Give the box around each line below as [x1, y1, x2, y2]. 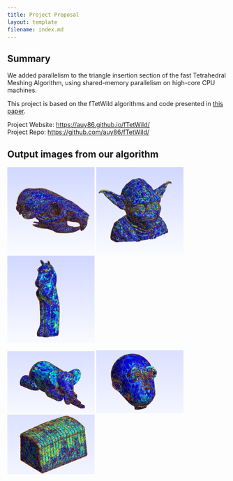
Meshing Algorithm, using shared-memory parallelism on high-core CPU [7, 79, 216, 87]
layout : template [7, 18, 58, 26]
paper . [7, 107, 26, 115]
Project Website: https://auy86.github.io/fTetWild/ [7, 121, 150, 129]
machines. [7, 86, 37, 94]
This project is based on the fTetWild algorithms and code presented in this [7, 100, 223, 108]
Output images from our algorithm [7, 148, 159, 160]
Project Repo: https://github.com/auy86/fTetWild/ [7, 128, 150, 136]
